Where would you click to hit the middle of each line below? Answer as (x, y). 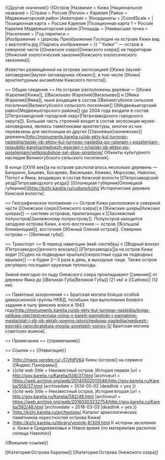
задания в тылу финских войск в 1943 (45, 305)
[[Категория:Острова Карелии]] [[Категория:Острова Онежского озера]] (82, 452)
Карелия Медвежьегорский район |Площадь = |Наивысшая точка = (77, 29)
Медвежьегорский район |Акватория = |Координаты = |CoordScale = (78, 18)
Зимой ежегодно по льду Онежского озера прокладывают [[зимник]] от (81, 274)
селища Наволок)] (32, 433)
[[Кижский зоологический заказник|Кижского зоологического (71, 55)
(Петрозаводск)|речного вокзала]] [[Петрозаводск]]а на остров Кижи (79, 249)
